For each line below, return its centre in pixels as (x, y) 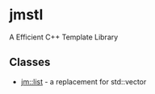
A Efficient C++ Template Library (64, 37)
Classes (30, 62)
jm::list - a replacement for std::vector (84, 81)
